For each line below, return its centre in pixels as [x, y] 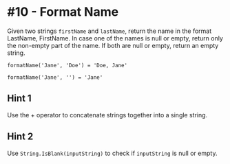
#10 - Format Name [63, 12]
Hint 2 [20, 137]
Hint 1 [20, 98]
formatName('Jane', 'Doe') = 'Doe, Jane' [67, 65]
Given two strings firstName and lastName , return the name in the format [109, 31]
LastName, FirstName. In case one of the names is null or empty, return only [115, 38]
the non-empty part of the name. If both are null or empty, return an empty [113, 45]
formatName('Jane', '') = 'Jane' [55, 77]
